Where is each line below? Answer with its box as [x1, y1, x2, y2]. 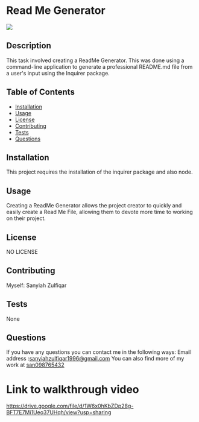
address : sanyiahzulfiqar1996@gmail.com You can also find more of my [6, 355, 185, 362]
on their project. [6, 215, 46, 222]
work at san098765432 [6, 361, 65, 368]
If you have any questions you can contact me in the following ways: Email [6, 348, 191, 356]
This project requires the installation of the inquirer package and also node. [6, 168, 193, 175]
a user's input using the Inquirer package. [6, 69, 110, 77]
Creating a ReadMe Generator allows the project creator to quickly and [6, 202, 182, 209]
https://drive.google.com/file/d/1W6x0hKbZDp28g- [6, 402, 134, 410]
